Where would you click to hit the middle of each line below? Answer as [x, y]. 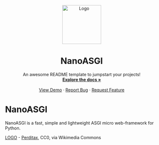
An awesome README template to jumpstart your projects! [82, 74]
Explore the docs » [82, 80]
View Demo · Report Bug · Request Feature [82, 90]
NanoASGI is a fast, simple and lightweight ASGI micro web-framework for [79, 123]
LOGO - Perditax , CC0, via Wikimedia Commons [53, 137]
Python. [13, 128]
